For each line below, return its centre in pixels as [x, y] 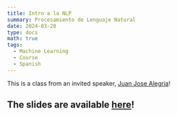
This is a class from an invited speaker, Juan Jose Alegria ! [89, 83]
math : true [23, 39]
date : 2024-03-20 [32, 26]
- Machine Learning [41, 52]
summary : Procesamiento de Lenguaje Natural [71, 20]
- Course [26, 58]
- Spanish [27, 64]
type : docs [23, 32]
